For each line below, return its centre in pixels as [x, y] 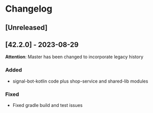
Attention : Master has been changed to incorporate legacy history [74, 57]
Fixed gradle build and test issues [47, 105]
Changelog [29, 9]
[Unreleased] [27, 28]
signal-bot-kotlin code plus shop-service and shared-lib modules [80, 81]
